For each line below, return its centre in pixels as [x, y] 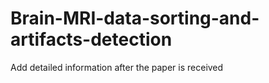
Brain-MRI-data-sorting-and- [135, 18]
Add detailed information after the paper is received [117, 67]
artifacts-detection [91, 39]
